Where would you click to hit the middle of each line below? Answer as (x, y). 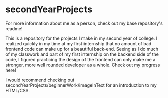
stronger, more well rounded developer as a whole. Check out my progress (83, 65)
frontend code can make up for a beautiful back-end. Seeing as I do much (82, 49)
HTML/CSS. (18, 90)
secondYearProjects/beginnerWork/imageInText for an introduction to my (81, 85)
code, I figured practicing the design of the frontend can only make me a (80, 59)
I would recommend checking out (40, 80)
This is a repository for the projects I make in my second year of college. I (81, 38)
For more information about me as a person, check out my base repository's (84, 23)
